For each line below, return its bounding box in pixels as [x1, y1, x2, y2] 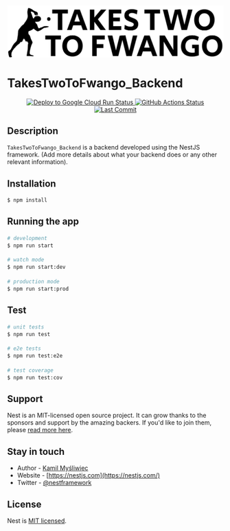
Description [7, 125, 58, 137]
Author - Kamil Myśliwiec [16, 464, 89, 472]
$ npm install [7, 197, 48, 204]
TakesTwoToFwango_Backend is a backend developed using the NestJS [7, 143, 200, 152]
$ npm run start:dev [7, 263, 67, 271]
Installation [7, 178, 56, 189]
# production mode [7, 279, 60, 285]
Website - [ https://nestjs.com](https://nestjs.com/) [16, 471, 160, 480]
